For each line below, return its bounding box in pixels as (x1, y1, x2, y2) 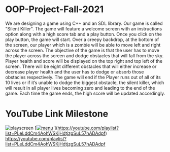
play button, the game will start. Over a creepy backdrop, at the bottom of (5, 36, 159, 43)
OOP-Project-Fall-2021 (5, 4, 104, 15)
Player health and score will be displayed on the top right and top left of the (5, 58, 163, 64)
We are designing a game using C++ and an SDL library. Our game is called (5, 20, 163, 26)
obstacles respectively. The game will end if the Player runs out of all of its (5, 74, 161, 80)
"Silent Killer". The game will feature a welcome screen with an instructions (5, 25, 162, 31)
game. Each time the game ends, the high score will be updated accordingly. (5, 90, 165, 96)
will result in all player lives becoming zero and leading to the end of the (5, 85, 155, 91)
